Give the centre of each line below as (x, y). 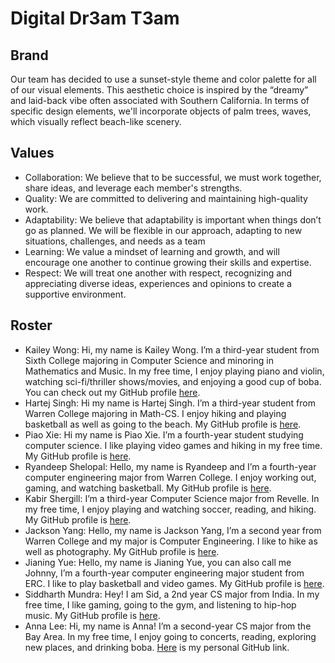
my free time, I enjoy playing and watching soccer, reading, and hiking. (170, 509)
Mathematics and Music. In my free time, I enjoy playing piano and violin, (174, 371)
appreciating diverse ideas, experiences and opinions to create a (158, 283)
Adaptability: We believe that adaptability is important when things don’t (173, 219)
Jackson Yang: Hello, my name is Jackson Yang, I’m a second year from (173, 530)
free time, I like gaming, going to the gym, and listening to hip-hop (160, 604)
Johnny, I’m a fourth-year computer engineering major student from (164, 573)
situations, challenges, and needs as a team (115, 241)
